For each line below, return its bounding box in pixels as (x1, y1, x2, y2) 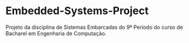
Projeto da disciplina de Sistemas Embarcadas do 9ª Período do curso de (5, 24, 183, 31)
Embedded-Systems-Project (5, 4, 149, 18)
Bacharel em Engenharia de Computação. (5, 29, 107, 37)
